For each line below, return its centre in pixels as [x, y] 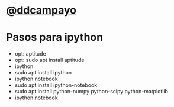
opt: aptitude [30, 54]
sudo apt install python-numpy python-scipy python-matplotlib [91, 92]
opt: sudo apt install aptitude [49, 60]
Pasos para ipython [55, 38]
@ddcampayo [41, 10]
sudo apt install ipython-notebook [56, 85]
